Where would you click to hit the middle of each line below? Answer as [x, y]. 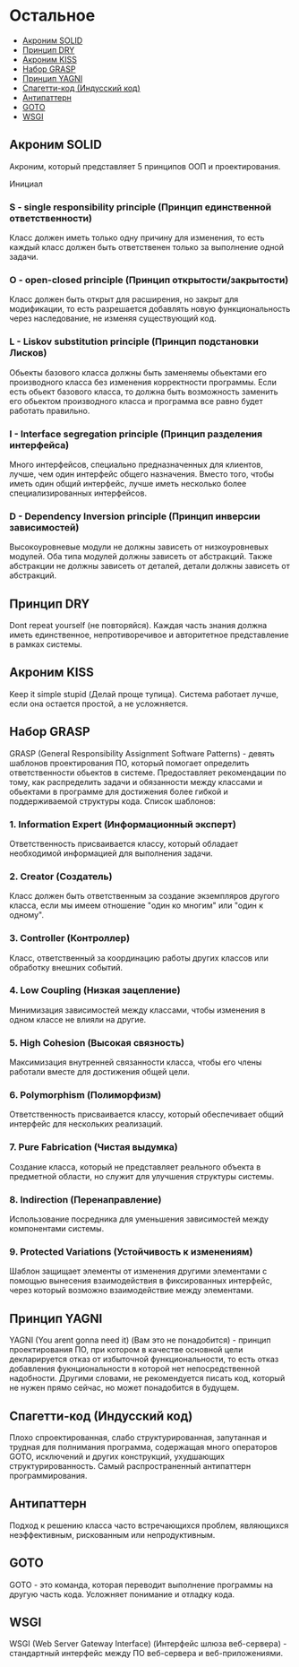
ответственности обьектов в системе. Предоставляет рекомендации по [148, 773]
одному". [27, 915]
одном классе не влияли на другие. [78, 1019]
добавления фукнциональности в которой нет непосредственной [135, 1369]
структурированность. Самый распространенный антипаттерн [130, 1465]
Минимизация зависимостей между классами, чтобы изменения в [137, 1010]
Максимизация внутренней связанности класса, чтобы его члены [136, 1062]
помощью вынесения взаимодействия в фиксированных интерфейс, [141, 1281]
